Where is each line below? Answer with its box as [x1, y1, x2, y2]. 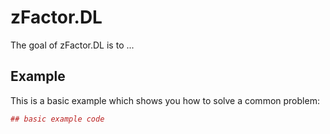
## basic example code [10, 114, 105, 124]
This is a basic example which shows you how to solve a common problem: [10, 94, 320, 106]
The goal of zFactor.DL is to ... [10, 39, 135, 51]
